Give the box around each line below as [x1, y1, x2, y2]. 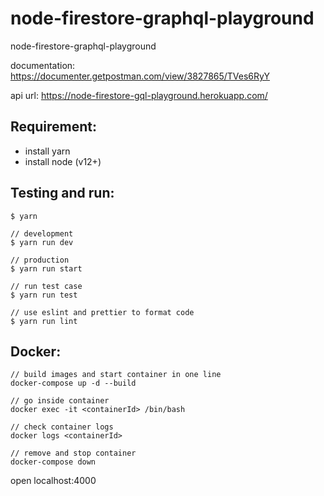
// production [10, 255, 70, 265]
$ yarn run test [10, 290, 78, 300]
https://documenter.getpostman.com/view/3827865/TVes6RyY [10, 70, 270, 82]
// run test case [10, 281, 83, 291]
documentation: [10, 59, 76, 71]
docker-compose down [10, 457, 97, 467]
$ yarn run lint [10, 316, 78, 326]
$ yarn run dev [10, 237, 74, 247]
